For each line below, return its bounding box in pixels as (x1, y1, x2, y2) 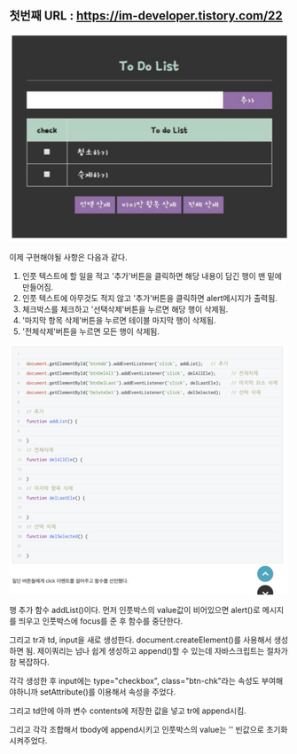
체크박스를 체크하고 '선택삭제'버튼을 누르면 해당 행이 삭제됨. (21, 304, 229, 315)
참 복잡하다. (9, 657, 51, 667)
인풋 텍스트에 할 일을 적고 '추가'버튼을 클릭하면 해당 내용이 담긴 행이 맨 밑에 (21, 271, 282, 282)
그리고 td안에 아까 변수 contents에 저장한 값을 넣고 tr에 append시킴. (9, 705, 246, 716)
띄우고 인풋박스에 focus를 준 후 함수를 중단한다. (18, 616, 184, 626)
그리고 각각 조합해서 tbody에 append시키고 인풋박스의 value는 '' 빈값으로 (9, 725, 264, 735)
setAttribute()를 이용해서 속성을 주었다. (39, 687, 176, 697)
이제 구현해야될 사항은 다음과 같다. (9, 252, 128, 263)
